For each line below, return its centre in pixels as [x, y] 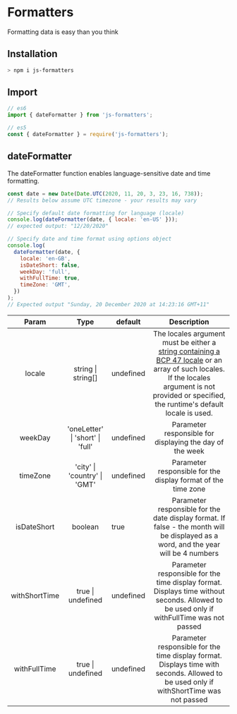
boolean [85, 526]
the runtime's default [189, 404]
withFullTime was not [189, 617]
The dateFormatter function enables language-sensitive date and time [109, 173]
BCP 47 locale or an [189, 360]
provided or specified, [189, 395]
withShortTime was [189, 691]
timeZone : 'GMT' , [45, 285]
